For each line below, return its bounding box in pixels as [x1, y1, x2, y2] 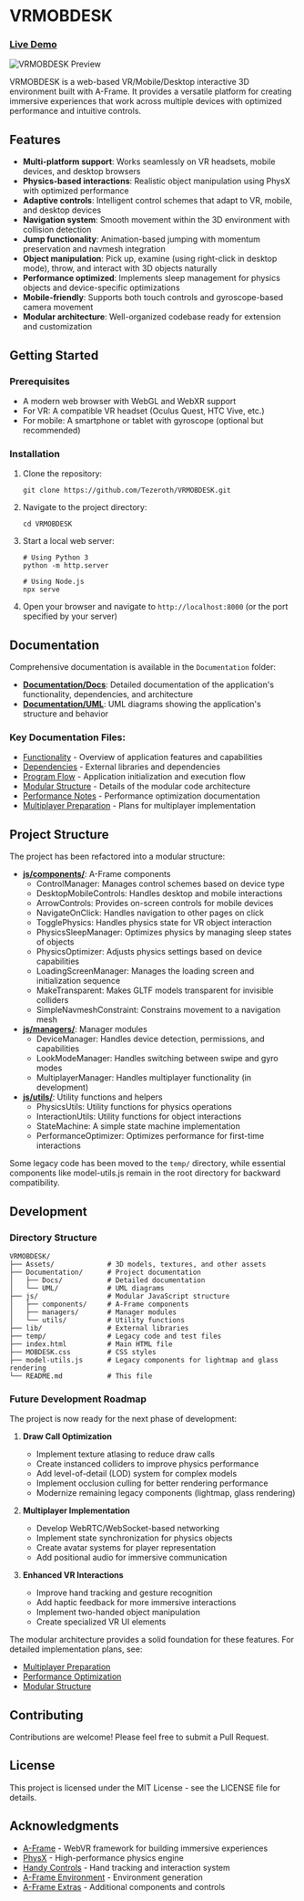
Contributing [9, 1708, 84, 1723]
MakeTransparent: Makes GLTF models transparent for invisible [35, 985, 274, 996]
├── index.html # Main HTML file [9, 1339, 173, 1349]
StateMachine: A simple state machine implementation [35, 1121, 241, 1132]
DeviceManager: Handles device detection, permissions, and [35, 1033, 266, 1045]
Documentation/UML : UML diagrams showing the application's [22, 699, 261, 710]
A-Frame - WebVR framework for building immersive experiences [22, 1843, 269, 1854]
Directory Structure [9, 1231, 97, 1244]
